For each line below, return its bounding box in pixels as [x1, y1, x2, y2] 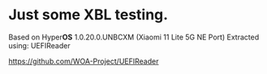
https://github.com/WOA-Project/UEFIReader [8, 56, 159, 66]
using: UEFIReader [8, 40, 71, 50]
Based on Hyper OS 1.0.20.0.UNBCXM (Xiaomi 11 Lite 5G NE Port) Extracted [8, 32, 260, 42]
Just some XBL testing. [8, 6, 169, 24]
